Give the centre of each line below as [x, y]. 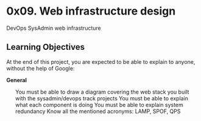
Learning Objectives [46, 47]
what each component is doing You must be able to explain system [99, 105]
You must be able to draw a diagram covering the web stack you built [102, 92]
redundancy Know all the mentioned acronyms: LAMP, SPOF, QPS [98, 111]
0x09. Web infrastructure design [91, 11]
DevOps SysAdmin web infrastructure [54, 28]
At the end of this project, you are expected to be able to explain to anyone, [101, 61]
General [17, 80]
